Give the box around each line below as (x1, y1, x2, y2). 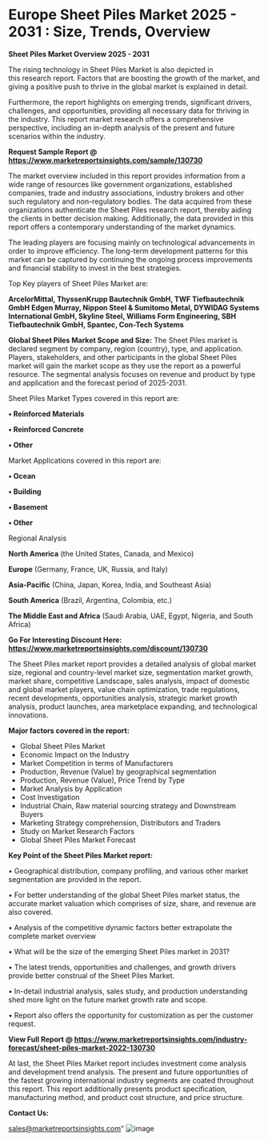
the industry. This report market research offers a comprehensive (8, 114, 224, 123)
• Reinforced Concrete (8, 424, 84, 434)
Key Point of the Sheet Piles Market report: (8, 850, 154, 860)
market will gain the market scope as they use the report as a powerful (8, 361, 242, 370)
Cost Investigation (19, 792, 80, 802)
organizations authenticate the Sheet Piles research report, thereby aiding (8, 204, 252, 214)
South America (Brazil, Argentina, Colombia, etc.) (8, 595, 173, 605)
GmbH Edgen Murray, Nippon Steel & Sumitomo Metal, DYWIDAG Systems (8, 302, 260, 312)
